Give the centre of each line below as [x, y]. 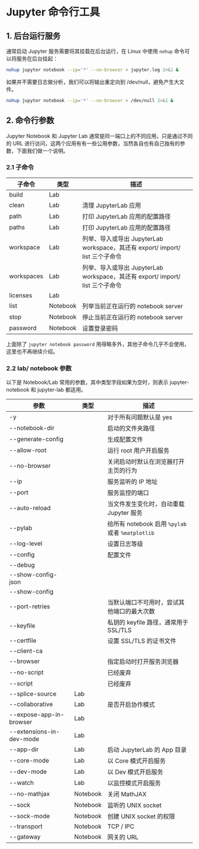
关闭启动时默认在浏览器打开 [146, 462]
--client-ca [26, 651]
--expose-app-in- [37, 715]
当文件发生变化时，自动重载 [146, 504]
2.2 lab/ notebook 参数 [39, 368]
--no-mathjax [30, 794]
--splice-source [33, 694]
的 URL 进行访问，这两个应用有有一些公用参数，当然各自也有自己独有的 [93, 143]
